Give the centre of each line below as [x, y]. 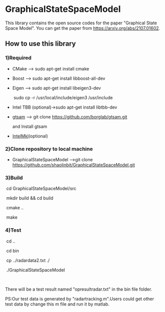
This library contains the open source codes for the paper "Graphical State [81, 23]
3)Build [14, 178]
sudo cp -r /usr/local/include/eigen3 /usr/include [63, 97]
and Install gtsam [30, 126]
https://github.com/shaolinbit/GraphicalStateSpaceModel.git [74, 165]
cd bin [13, 250]
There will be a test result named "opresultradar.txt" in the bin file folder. [79, 289]
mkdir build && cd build [30, 198]
